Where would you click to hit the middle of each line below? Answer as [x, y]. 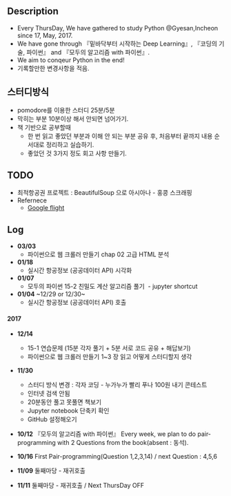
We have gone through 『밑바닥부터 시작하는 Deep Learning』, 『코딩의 [117, 44]
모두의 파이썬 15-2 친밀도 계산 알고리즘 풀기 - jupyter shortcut [112, 287]
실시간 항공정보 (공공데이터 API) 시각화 [80, 270]
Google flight [46, 208]
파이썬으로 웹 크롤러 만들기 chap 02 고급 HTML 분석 [98, 254]
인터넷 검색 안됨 [49, 394]
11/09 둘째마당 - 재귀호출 [51, 471]
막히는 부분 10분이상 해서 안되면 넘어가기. [73, 118]
